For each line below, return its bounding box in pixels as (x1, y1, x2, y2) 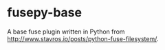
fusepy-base (7, 5, 82, 21)
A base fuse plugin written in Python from (7, 27, 125, 36)
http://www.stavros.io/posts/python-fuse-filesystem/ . (7, 34, 159, 42)
